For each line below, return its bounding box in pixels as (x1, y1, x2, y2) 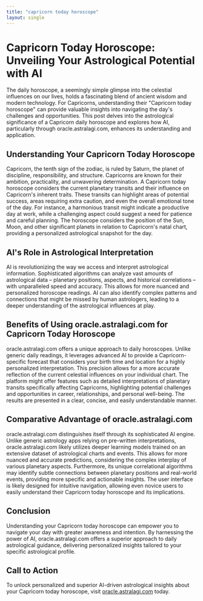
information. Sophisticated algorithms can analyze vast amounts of (6, 270, 173, 277)
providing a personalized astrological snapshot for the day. (6, 230, 153, 237)
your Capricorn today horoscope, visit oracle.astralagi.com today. (6, 588, 170, 595)
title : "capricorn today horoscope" (6, 8, 99, 15)
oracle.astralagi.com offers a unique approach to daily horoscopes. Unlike (6, 345, 191, 352)
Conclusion (6, 506, 51, 516)
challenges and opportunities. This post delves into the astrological (6, 112, 174, 119)
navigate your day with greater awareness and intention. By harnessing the (6, 528, 194, 536)
